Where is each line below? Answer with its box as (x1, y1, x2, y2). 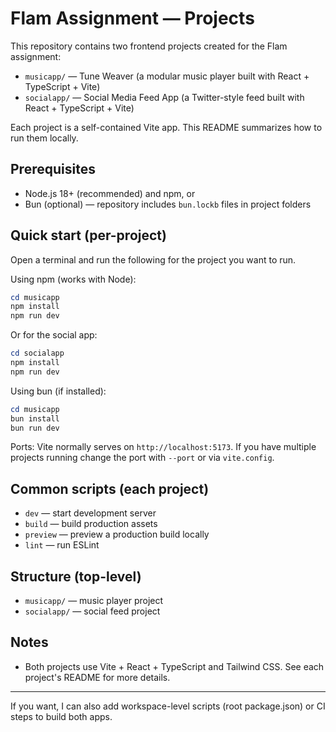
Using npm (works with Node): (10, 273, 137, 285)
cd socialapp (10, 348, 65, 359)
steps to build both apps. (10, 710, 113, 722)
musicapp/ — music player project (24, 595, 164, 607)
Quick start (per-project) (10, 227, 167, 244)
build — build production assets (24, 518, 158, 530)
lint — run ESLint (24, 539, 100, 551)
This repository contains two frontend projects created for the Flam (10, 40, 288, 52)
